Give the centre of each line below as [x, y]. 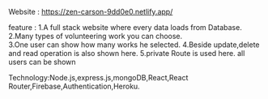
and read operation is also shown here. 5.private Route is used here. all [127, 53]
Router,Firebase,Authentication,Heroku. [74, 86]
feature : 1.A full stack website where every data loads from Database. [125, 27]
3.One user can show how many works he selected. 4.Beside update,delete [134, 45]
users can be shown [42, 62]
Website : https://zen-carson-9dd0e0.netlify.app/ [91, 12]
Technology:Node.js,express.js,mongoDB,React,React [98, 77]
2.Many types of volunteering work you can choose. [96, 36]
